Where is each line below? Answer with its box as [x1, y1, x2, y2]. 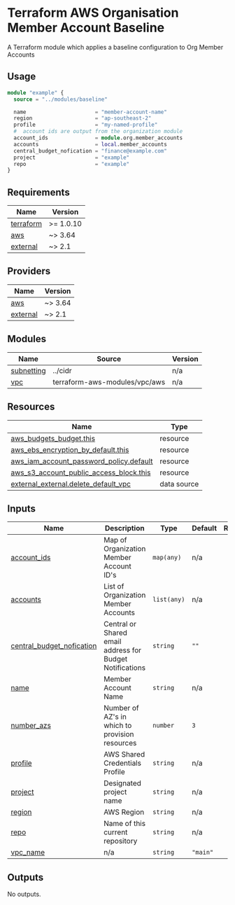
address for [104, 645, 142, 655]
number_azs [10, 721, 51, 731]
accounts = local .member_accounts [13, 141, 168, 148]
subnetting [10, 365, 47, 375]
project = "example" [13, 154, 130, 161]
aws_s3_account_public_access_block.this [10, 468, 151, 477]
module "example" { [7, 89, 64, 96]
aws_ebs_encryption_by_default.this [10, 444, 129, 454]
